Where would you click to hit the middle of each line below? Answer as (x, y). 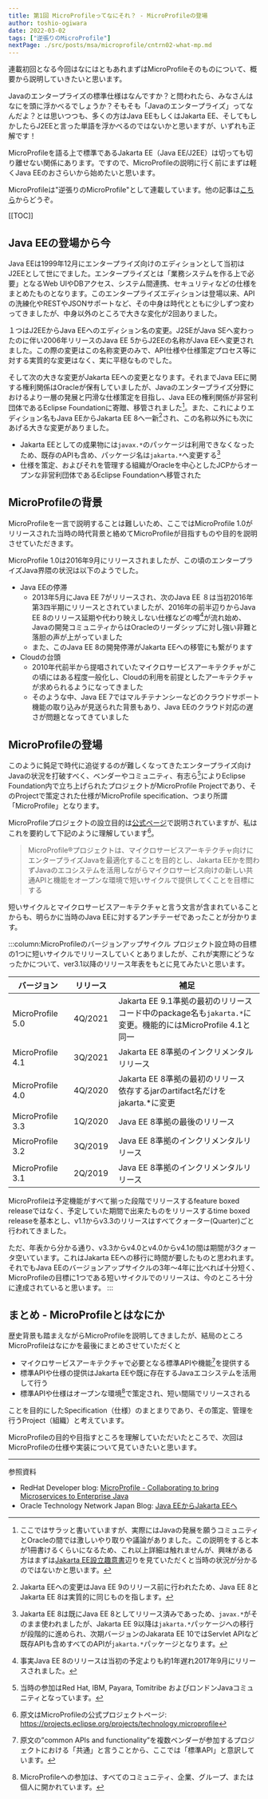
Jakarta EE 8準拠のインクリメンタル (186, 1052)
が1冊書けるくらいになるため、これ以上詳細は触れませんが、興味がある (136, 1550)
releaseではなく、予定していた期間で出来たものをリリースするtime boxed (129, 1211)
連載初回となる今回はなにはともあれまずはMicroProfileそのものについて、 (129, 69)
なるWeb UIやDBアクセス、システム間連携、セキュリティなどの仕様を (143, 283)
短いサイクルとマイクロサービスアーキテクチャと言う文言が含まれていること (134, 907)
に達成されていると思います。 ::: (61, 1287)
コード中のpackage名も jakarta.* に (185, 1013)
